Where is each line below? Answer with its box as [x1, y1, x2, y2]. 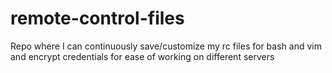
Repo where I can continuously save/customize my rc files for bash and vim [10, 40, 322, 52]
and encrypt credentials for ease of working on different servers [10, 50, 275, 62]
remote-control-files [10, 7, 185, 30]
